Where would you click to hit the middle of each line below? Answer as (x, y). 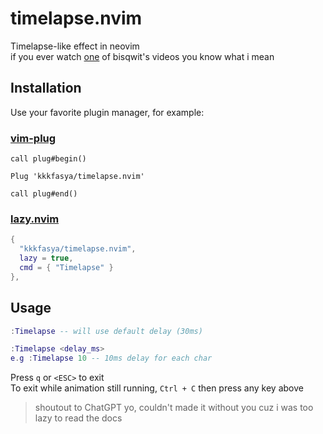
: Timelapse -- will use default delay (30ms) (106, 331)
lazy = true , (46, 258)
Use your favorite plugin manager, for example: (107, 112)
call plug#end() (44, 194)
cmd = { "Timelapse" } (66, 267)
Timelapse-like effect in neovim (75, 46)
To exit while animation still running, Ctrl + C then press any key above (157, 388)
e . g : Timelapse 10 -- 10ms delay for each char (111, 358)
